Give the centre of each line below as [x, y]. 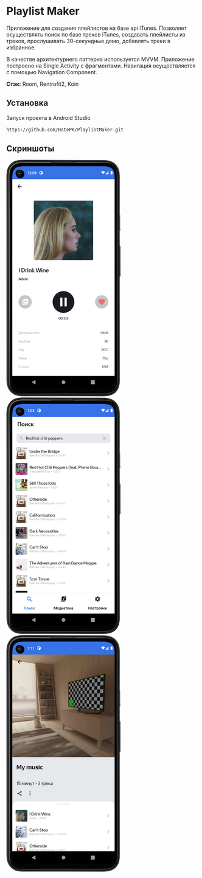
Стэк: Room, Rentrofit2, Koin [43, 84]
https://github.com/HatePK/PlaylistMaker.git [65, 130]
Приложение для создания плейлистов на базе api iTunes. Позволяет [97, 28]
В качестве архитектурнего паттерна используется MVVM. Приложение [100, 59]
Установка [27, 103]
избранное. [21, 47]
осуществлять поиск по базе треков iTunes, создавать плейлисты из [96, 34]
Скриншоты [30, 149]
